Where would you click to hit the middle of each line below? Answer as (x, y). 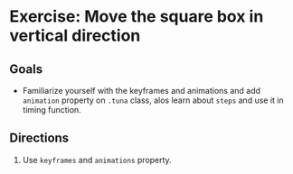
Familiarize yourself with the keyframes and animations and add (141, 91)
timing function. (52, 110)
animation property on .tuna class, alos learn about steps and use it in (153, 100)
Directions (39, 138)
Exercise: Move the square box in (137, 17)
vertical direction (75, 36)
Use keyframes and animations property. (97, 160)
